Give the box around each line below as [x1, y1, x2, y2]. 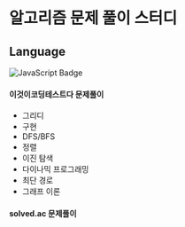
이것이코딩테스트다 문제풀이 [9, 89, 104, 99]
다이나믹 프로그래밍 [21, 164, 89, 175]
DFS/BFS [21, 131, 56, 142]
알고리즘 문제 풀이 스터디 [9, 8, 178, 28]
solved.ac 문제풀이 [9, 207, 77, 218]
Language [9, 43, 66, 59]
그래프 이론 [21, 186, 61, 197]
